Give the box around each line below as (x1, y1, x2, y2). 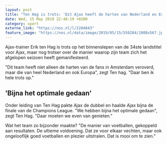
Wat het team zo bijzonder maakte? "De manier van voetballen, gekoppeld (5, 122, 157, 128)
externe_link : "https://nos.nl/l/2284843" (5, 26, 94, 31)
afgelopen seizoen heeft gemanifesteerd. (5, 55, 89, 60)
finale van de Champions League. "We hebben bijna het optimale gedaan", (5, 107, 158, 113)
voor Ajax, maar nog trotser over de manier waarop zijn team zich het (5, 49, 147, 55)
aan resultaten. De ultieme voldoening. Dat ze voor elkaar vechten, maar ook (5, 128, 162, 134)
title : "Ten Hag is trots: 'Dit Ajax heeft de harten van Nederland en (5, 12, 157, 17)
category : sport (5, 21, 39, 26)
